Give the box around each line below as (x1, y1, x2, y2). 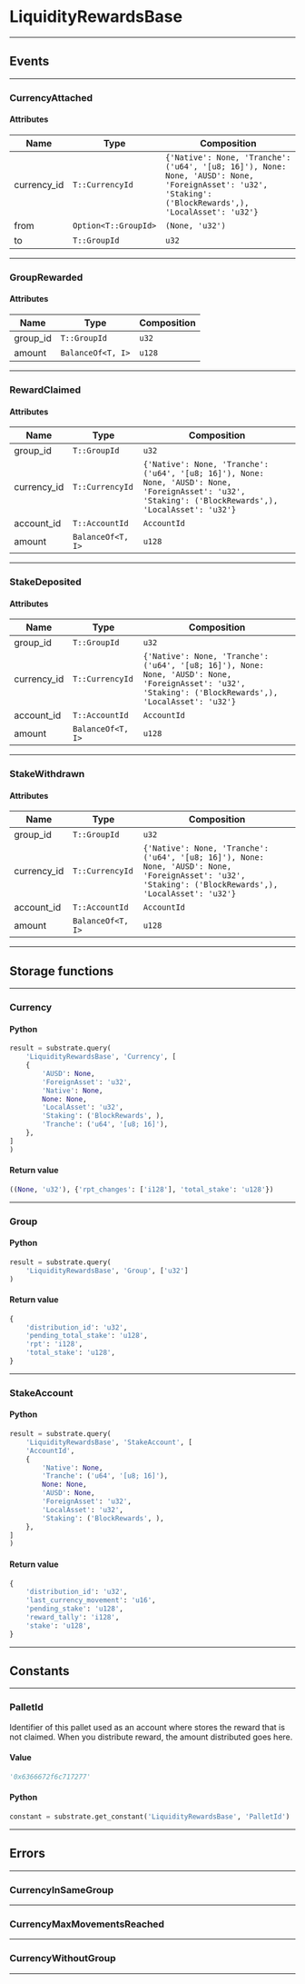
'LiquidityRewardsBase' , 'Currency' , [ (25, 1052, 177, 1062)
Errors (9, 1846, 45, 1861)
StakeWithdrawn (9, 768, 85, 781)
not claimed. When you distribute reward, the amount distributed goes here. (9, 1731, 293, 1742)
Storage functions (9, 963, 114, 979)
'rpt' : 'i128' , (25, 1340, 84, 1349)
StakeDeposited (9, 575, 82, 588)
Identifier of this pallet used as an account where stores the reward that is (9, 1721, 286, 1732)
